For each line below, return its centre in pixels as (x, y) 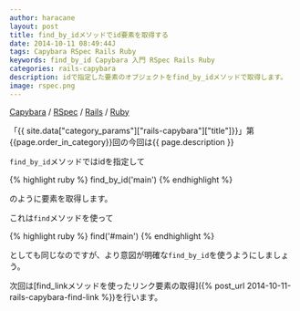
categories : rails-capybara (63, 69)
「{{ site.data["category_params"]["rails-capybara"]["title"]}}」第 (132, 130)
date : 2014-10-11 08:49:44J (63, 43)
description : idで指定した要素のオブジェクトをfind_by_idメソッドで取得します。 (148, 78)
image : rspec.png (42, 86)
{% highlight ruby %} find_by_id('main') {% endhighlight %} (121, 180)
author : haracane (42, 18)
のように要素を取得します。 (61, 198)
